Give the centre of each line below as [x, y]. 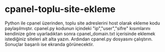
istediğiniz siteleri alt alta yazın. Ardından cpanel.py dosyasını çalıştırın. [79, 39]
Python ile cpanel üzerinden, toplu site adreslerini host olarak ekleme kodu [82, 23]
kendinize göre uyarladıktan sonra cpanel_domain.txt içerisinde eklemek [80, 33]
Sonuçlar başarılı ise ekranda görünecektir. [49, 44]
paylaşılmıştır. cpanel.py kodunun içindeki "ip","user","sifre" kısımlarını [77, 28]
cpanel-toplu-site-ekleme [60, 9]
